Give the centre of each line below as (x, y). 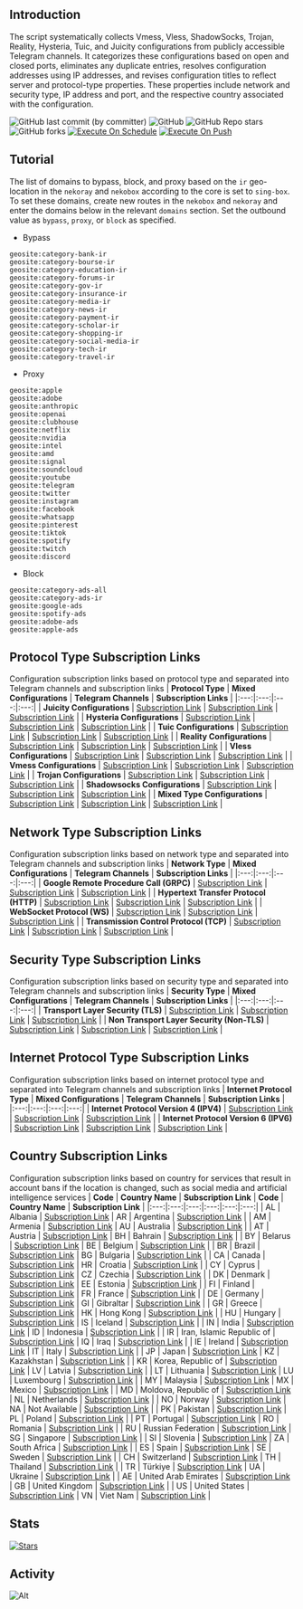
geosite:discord (40, 557)
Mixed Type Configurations (210, 795)
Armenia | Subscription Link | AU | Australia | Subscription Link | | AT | (139, 1226)
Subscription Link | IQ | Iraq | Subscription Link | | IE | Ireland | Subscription (149, 1341)
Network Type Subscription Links (105, 832)
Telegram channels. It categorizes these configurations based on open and (149, 56)
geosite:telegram (42, 485)
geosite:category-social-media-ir (75, 341)
